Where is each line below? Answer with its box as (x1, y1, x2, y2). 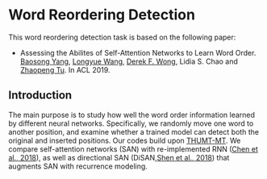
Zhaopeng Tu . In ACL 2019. (19, 65, 111, 74)
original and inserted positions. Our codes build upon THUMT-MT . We (8, 135, 241, 145)
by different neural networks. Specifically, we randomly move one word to (8, 119, 254, 128)
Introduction (8, 89, 73, 102)
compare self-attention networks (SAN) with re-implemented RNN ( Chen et (8, 144, 258, 154)
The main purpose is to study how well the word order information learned (8, 110, 256, 119)
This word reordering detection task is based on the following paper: (8, 32, 236, 42)
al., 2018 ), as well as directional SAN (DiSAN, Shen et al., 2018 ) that (8, 152, 230, 162)
